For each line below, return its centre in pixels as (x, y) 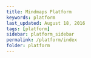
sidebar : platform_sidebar (40, 34)
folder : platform (28, 46)
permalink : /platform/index (42, 40)
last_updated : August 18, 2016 (46, 23)
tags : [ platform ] (28, 29)
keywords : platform (31, 18)
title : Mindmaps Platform (39, 12)
